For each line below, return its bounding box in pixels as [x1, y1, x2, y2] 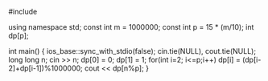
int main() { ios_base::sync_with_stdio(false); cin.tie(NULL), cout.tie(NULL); [8, 47, 256, 55]
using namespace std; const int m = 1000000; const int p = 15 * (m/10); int [8, 22, 254, 31]
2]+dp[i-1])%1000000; [8, 63, 83, 73]
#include [8, 7, 38, 16]
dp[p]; [8, 31, 29, 40]
